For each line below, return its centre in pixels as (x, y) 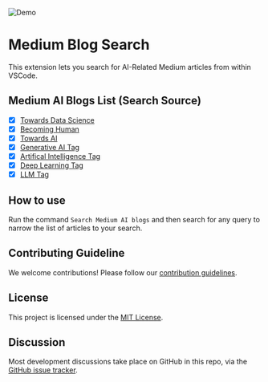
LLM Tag (35, 175)
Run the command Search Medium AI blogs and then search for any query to (134, 219)
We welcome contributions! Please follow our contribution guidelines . (123, 272)
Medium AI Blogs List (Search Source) (105, 101)
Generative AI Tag (50, 147)
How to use (37, 200)
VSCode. (23, 75)
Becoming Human (50, 129)
